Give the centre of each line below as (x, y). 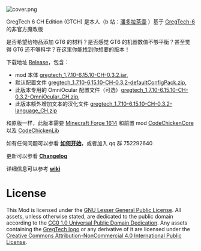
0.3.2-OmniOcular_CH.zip (46, 97)
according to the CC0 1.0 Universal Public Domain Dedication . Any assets (97, 223)
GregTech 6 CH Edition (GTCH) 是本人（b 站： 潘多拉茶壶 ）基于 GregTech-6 (100, 22)
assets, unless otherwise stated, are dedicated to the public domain (90, 216)
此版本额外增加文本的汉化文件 (52, 104)
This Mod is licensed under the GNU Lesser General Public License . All (94, 210)
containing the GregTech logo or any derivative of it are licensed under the (98, 229)
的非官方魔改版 (25, 29)
